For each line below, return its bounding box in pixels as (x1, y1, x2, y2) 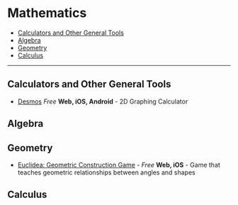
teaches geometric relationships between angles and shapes (17, 168, 196, 177)
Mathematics (7, 5, 87, 21)
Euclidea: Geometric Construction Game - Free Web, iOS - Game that (17, 160, 221, 169)
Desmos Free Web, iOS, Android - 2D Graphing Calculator (17, 97, 188, 106)
